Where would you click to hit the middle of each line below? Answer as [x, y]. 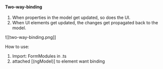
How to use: [17, 47]
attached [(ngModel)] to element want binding [58, 61]
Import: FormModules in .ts [39, 56]
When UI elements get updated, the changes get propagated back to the [85, 23]
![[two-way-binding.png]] [31, 37]
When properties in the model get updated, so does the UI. [71, 17]
